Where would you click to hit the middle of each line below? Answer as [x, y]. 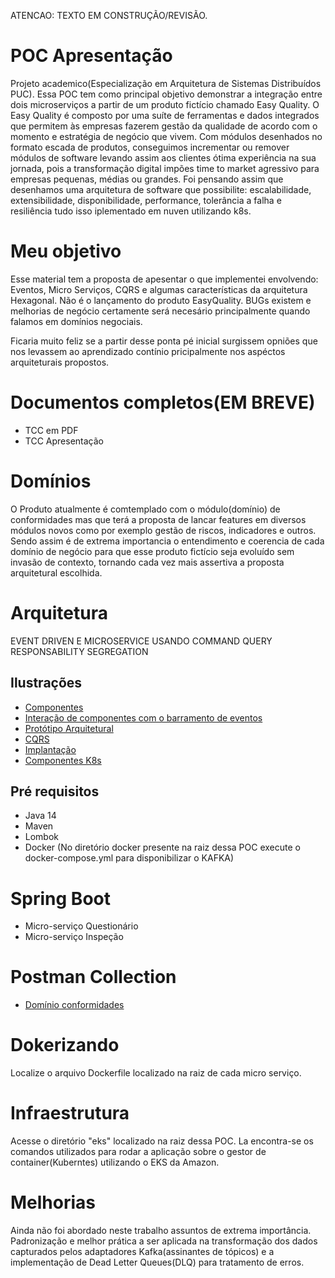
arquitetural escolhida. [56, 572]
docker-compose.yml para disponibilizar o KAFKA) [129, 858]
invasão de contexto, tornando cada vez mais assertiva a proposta [147, 562]
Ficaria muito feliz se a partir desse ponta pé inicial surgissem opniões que [164, 341]
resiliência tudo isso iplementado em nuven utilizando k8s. [131, 211]
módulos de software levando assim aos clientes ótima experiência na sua [163, 157]
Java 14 [40, 816]
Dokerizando [65, 1045]
